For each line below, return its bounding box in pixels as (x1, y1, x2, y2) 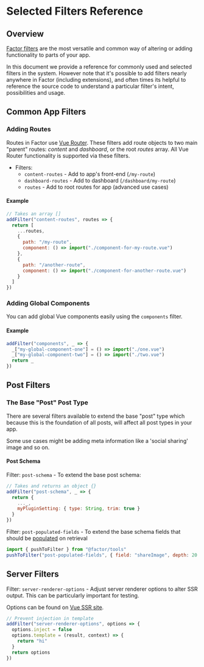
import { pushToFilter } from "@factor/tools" (6, 547, 127, 553)
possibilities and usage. (6, 89, 66, 96)
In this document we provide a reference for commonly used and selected (6, 63, 192, 70)
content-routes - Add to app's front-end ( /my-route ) (24, 170, 156, 178)
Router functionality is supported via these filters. (6, 151, 130, 159)
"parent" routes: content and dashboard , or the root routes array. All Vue (6, 145, 189, 153)
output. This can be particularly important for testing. (6, 591, 139, 599)
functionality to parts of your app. (6, 51, 91, 59)
